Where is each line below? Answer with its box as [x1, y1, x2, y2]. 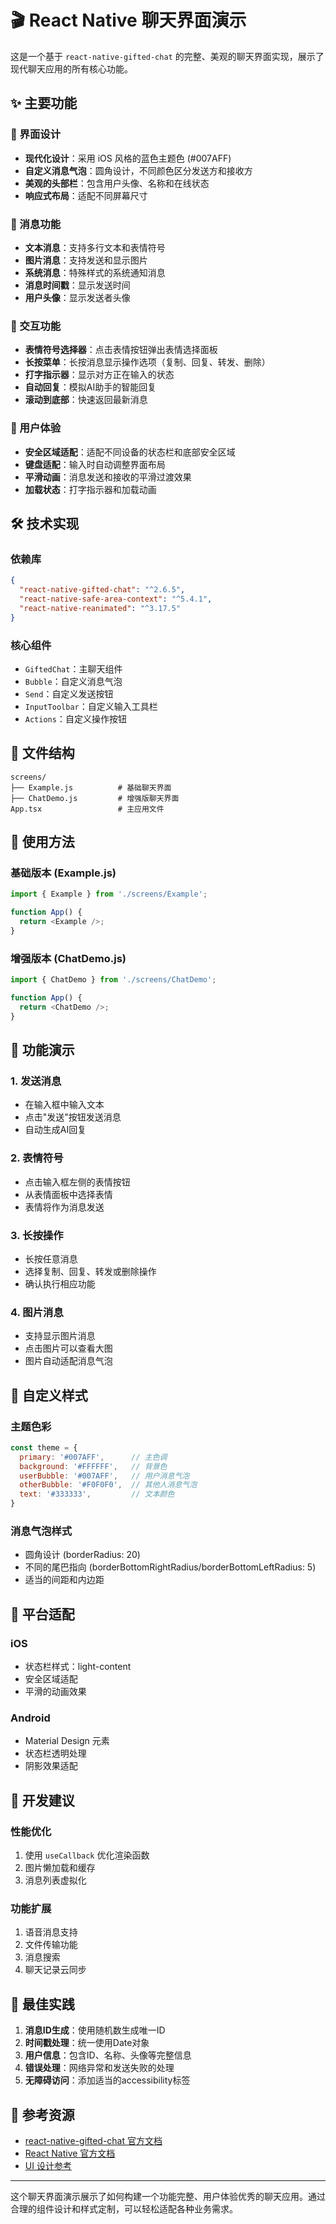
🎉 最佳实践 [10, 1996, 75, 2013]
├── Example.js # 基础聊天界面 [10, 782, 172, 793]
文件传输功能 [24, 1939, 78, 1951]
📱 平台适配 [10, 1606, 75, 1623]
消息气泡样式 [10, 1524, 73, 1538]
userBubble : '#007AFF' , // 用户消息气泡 [19, 1471, 190, 1481]
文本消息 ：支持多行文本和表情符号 [24, 241, 166, 253]
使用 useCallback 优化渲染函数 [24, 1849, 150, 1861]
